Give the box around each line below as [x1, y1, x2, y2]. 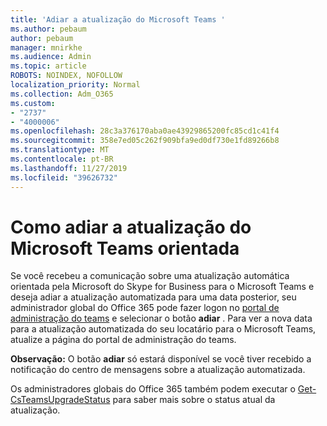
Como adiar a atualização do [10, 216, 252, 238]
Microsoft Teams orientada [10, 237, 240, 260]
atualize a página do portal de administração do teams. [10, 334, 237, 346]
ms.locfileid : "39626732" [10, 172, 118, 183]
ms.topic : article [10, 61, 87, 71]
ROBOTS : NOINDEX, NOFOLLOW [10, 71, 123, 81]
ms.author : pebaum [10, 24, 87, 34]
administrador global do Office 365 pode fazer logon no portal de [10, 302, 280, 314]
